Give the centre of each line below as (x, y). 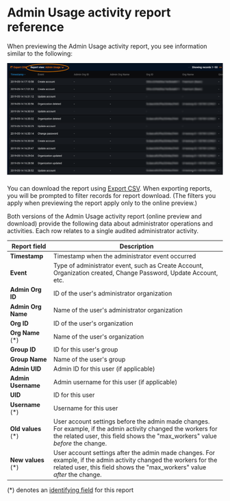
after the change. (78, 475)
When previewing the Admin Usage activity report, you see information (107, 46)
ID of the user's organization (93, 323)
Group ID (23, 350)
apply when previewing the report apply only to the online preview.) (102, 203)
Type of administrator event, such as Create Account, (129, 266)
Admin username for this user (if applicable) (116, 382)
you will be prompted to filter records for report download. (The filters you (112, 196)
